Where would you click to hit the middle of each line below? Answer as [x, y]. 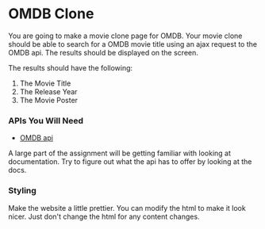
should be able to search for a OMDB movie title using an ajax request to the [133, 44]
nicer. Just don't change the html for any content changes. [104, 216]
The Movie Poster [48, 100]
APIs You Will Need [46, 120]
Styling [23, 191]
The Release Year [48, 91]
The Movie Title [45, 83]
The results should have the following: [71, 67]
